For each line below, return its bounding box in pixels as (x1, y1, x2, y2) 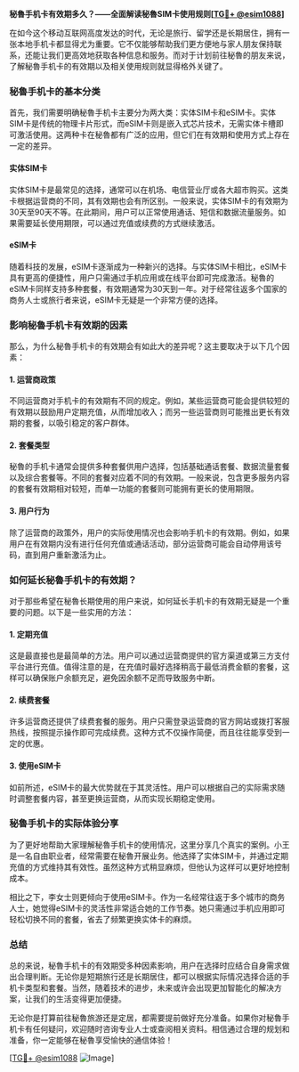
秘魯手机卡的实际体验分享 (9, 817, 119, 830)
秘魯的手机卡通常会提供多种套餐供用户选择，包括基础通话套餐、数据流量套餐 (9, 461, 290, 472)
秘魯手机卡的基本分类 (9, 85, 101, 97)
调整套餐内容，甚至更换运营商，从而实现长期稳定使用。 (16, 792, 220, 804)
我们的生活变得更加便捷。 (32, 994, 126, 1004)
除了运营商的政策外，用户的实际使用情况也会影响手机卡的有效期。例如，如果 (9, 527, 290, 538)
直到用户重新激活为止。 (24, 549, 111, 560)
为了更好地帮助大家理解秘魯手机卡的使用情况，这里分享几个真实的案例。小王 (9, 839, 290, 849)
